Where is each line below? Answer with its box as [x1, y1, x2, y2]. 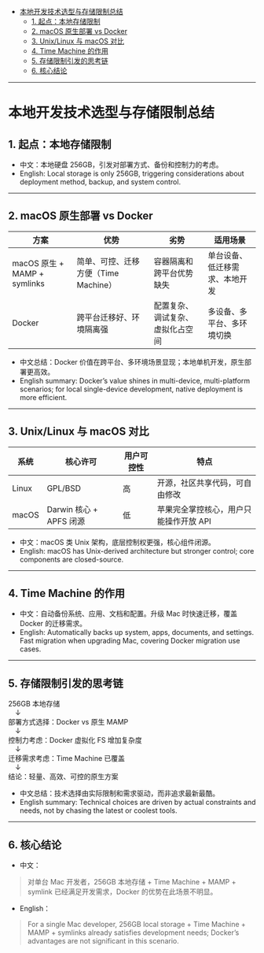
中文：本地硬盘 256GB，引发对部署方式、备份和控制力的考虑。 [19, 160, 223, 169]
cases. [19, 644, 42, 654]
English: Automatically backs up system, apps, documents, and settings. [19, 628, 255, 637]
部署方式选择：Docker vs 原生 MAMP [8, 718, 129, 727]
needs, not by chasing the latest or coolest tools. [19, 806, 178, 815]
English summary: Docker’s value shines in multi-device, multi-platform [19, 376, 251, 385]
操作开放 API [164, 515, 212, 526]
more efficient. [19, 392, 68, 402]
